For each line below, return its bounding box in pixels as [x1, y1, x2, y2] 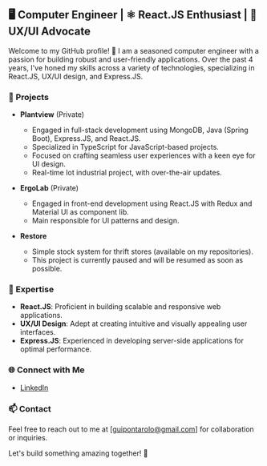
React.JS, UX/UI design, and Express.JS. [8, 71, 144, 81]
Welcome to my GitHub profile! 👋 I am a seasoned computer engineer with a [8, 46, 259, 55]
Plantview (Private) [19, 110, 85, 119]
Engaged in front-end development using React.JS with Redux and [31, 199, 253, 208]
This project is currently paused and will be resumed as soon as [31, 255, 243, 265]
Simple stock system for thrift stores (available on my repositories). [31, 247, 254, 256]
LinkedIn [19, 383, 49, 392]
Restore [19, 231, 47, 241]
